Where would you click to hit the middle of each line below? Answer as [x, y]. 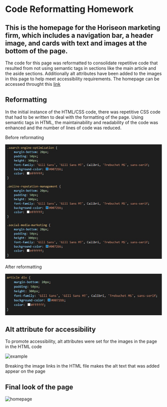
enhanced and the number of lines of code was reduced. [63, 128]
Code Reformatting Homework [69, 9]
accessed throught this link [33, 84]
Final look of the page [39, 387]
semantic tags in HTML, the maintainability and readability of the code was [82, 122]
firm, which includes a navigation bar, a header [79, 35]
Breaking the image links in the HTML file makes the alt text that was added [83, 366]
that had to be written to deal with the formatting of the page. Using [74, 117]
